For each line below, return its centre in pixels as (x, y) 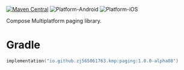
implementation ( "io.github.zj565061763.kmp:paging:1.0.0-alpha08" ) (93, 61)
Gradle (23, 45)
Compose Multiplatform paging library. (54, 21)
